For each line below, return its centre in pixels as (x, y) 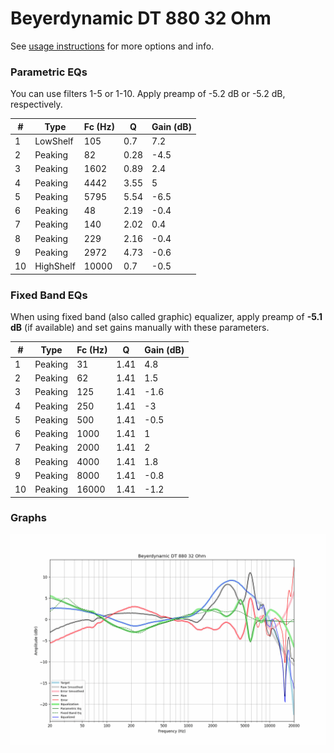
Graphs (28, 518)
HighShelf (55, 266)
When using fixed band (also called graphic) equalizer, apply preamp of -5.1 (166, 317)
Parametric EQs (49, 72)
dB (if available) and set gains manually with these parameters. (140, 328)
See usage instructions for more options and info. (112, 46)
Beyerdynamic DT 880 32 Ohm (141, 18)
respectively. (36, 104)
